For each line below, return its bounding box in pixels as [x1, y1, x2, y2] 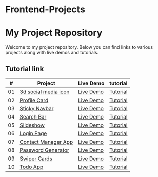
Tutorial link [5, 64, 44, 73]
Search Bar [19, 113, 47, 120]
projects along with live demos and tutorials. [5, 50, 99, 56]
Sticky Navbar [19, 105, 54, 112]
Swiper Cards [19, 155, 53, 162]
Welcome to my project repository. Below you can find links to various [5, 44, 153, 50]
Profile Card [19, 96, 49, 104]
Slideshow [19, 122, 45, 129]
